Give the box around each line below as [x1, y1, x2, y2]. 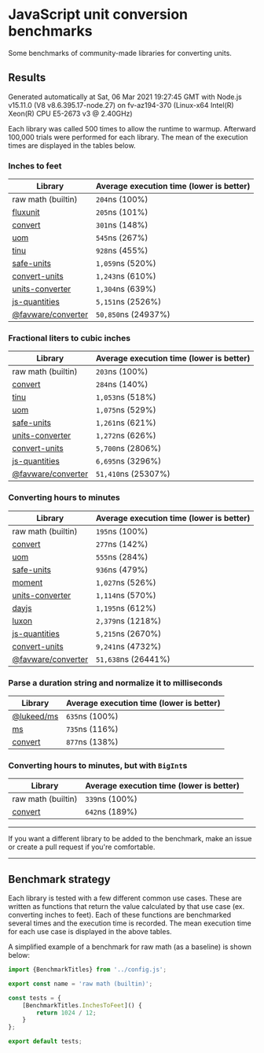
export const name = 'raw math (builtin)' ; [8, 980, 153, 988]
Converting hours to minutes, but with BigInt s [8, 759, 188, 770]
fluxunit [12, 207, 41, 218]
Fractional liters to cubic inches [8, 332, 131, 343]
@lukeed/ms [12, 711, 59, 722]
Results [8, 71, 46, 84]
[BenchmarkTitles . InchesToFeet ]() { [22, 1001, 143, 1009]
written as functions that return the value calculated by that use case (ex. [8, 902, 245, 911]
